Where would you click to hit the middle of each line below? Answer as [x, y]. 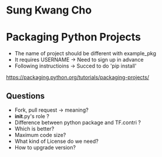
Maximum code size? [40, 135]
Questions [26, 96]
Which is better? [34, 128]
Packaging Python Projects [74, 37]
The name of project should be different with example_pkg [85, 54]
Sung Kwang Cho [49, 10]
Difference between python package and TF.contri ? [77, 122]
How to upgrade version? [45, 147]
